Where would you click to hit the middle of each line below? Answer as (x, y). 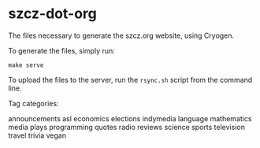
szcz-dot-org (52, 14)
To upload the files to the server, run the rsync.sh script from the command (130, 80)
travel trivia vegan (37, 135)
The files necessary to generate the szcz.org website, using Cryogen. (121, 35)
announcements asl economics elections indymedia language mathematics (130, 118)
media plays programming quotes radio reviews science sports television (127, 127)
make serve (26, 65)
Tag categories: (33, 103)
